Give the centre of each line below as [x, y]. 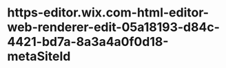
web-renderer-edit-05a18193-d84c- [114, 27]
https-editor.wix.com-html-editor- [108, 13]
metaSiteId [39, 57]
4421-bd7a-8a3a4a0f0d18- [88, 42]
